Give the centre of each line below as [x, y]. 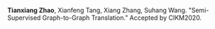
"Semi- [199, 10]
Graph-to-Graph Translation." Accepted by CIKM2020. [122, 18]
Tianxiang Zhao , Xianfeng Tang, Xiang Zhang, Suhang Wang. [97, 10]
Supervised [24, 18]
